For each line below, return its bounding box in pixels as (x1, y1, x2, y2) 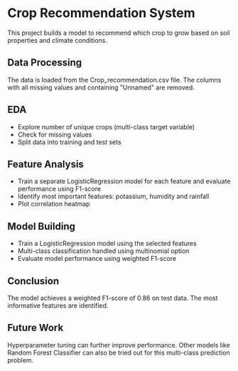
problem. (7, 355, 34, 364)
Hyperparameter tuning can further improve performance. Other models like (7, 340, 231, 349)
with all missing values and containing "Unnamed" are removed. (7, 83, 195, 92)
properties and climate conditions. (7, 36, 108, 44)
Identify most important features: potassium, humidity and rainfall (17, 192, 210, 200)
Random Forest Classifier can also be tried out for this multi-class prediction (7, 348, 230, 357)
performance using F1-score (17, 185, 102, 193)
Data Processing (7, 57, 82, 69)
